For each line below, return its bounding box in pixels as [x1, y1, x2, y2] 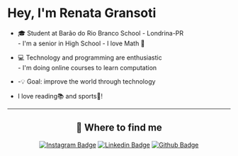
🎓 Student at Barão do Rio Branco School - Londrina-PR [17, 28, 184, 37]
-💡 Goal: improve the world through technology [17, 77, 156, 86]
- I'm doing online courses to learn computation [17, 63, 157, 72]
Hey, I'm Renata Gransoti [7, 5, 157, 21]
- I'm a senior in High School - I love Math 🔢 [17, 39, 145, 48]
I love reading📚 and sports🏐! [17, 91, 103, 100]
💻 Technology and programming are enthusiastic [17, 53, 162, 62]
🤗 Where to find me [75, 122, 163, 134]
